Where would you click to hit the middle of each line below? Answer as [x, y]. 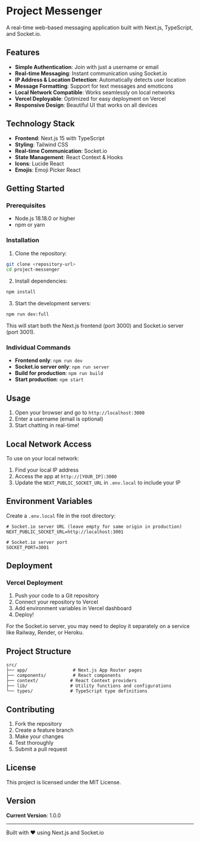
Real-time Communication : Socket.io [61, 151]
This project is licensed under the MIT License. [64, 782]
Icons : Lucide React [39, 163]
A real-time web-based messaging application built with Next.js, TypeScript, [100, 27]
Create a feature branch [44, 730]
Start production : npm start [49, 379]
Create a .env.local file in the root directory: [61, 516]
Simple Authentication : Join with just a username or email [87, 67]
